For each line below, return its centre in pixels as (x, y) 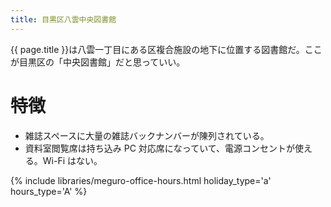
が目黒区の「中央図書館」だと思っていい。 (98, 62)
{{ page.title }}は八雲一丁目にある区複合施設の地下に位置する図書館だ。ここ (166, 49)
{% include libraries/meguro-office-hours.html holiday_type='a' (141, 180)
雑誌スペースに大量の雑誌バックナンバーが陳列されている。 (147, 135)
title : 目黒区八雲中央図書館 (63, 19)
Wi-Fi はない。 (72, 160)
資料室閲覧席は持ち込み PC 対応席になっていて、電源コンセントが (160, 148)
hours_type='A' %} (49, 191)
